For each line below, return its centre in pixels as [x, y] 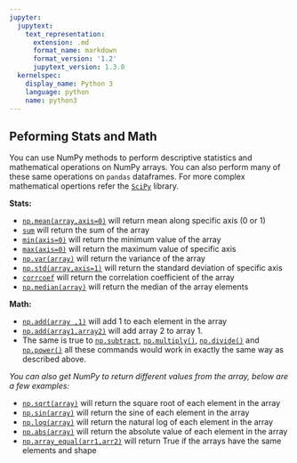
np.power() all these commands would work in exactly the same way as [153, 350]
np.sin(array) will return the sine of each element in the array [136, 413]
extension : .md [61, 42]
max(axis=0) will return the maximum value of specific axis [129, 249]
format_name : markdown [75, 51]
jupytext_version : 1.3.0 [79, 68]
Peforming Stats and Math [83, 136]
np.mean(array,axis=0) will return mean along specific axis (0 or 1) [144, 221]
